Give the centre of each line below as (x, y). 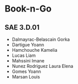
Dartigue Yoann (28, 45)
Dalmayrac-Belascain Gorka (41, 39)
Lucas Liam (24, 55)
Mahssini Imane (28, 61)
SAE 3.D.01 (22, 27)
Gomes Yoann (26, 71)
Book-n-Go (28, 9)
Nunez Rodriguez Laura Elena (42, 66)
